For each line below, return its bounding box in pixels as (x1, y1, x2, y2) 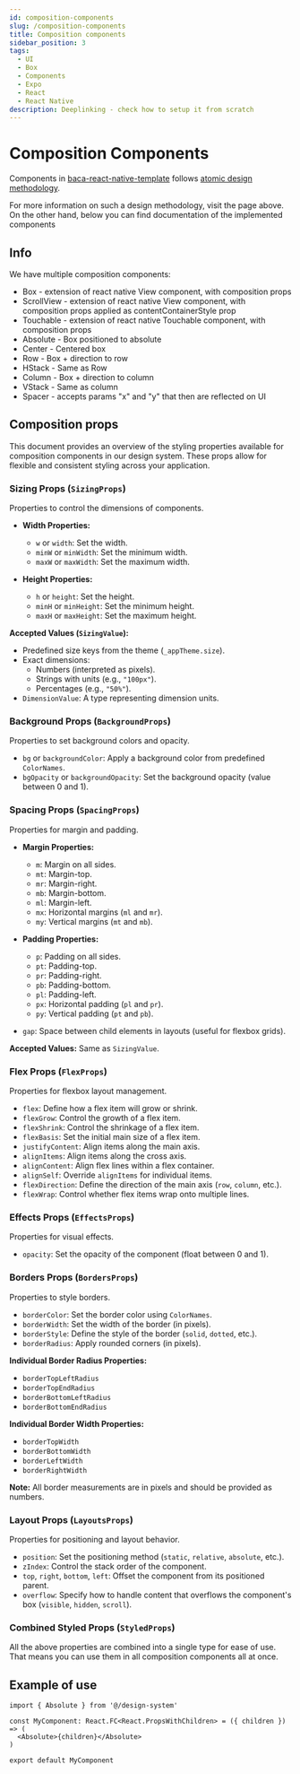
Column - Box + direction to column (21, 372, 155, 382)
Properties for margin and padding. (9, 824, 139, 835)
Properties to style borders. (9, 1291, 110, 1302)
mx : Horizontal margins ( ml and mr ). (35, 907, 163, 917)
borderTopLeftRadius (21, 1374, 99, 1383)
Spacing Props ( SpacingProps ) (9, 804, 141, 816)
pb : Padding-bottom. (35, 979, 112, 990)
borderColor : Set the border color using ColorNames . (21, 1309, 212, 1319)
